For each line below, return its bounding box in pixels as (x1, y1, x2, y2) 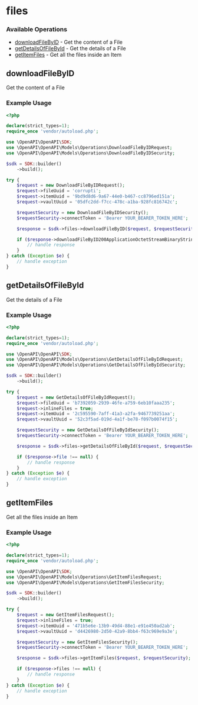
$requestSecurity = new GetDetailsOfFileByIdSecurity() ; (16, 427, 160, 433)
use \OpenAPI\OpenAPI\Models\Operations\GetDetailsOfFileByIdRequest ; (6, 357, 183, 363)
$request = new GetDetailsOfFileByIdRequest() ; (16, 394, 136, 400)
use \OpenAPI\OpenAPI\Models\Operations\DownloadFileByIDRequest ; (6, 145, 173, 151)
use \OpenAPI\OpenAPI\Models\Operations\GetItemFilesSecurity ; (6, 580, 165, 586)
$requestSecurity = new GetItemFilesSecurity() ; (16, 639, 138, 645)
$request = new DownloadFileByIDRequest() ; (16, 182, 126, 189)
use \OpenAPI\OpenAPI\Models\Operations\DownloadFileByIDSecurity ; (6, 150, 176, 156)
